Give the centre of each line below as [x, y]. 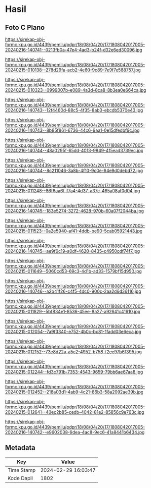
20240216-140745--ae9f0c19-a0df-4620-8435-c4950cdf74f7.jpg [73, 251]
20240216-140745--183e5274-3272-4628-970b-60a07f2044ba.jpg [75, 211]
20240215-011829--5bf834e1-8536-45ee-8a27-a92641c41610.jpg [73, 311]
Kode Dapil [20, 478]
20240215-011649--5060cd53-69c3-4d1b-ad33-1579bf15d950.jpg [74, 271]
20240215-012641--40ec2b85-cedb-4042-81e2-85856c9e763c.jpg [75, 412]
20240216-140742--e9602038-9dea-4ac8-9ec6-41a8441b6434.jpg [75, 432]
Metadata [20, 448]
